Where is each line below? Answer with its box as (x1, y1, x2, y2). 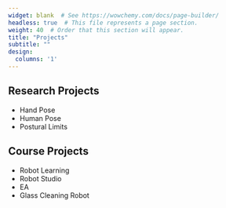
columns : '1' (15, 56, 58, 64)
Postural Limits (19, 122, 68, 131)
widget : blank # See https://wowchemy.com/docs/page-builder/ (8, 11, 220, 20)
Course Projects (8, 144, 89, 158)
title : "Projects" (8, 33, 68, 42)
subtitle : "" (8, 41, 51, 49)
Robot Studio (19, 173, 62, 183)
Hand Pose (19, 105, 56, 115)
